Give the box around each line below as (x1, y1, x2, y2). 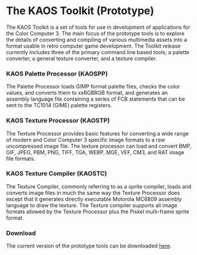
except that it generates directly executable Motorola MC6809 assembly (6, 196, 182, 203)
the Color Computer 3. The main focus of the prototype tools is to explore (6, 29, 185, 37)
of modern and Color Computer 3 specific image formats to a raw (6, 136, 165, 143)
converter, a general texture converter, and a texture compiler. (6, 55, 157, 62)
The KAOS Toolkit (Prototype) (6, 4, 155, 18)
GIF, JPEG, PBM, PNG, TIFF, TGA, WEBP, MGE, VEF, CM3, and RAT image (6, 148, 185, 155)
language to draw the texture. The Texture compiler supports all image (6, 201, 178, 208)
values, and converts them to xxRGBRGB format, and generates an (6, 90, 168, 97)
